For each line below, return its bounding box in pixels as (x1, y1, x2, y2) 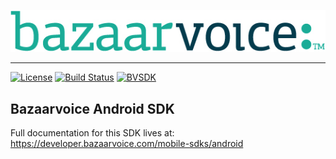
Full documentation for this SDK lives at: (10, 127, 175, 139)
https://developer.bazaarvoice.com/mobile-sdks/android (10, 138, 244, 150)
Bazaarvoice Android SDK (10, 100, 175, 117)
